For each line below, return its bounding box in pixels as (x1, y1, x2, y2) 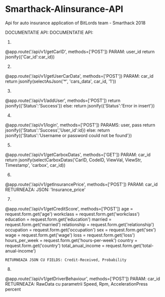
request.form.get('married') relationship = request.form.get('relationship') (5, 221, 154, 227)
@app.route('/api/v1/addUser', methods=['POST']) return (5, 98, 121, 103)
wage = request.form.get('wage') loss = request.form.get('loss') (5, 232, 135, 238)
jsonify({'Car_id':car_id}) (5, 53, 55, 60)
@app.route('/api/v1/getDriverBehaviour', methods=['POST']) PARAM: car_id (5, 276, 160, 282)
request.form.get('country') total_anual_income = (5, 243, 105, 248)
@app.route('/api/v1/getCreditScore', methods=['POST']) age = (5, 205, 133, 211)
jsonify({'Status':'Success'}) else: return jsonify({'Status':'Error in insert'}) (5, 102, 155, 108)
